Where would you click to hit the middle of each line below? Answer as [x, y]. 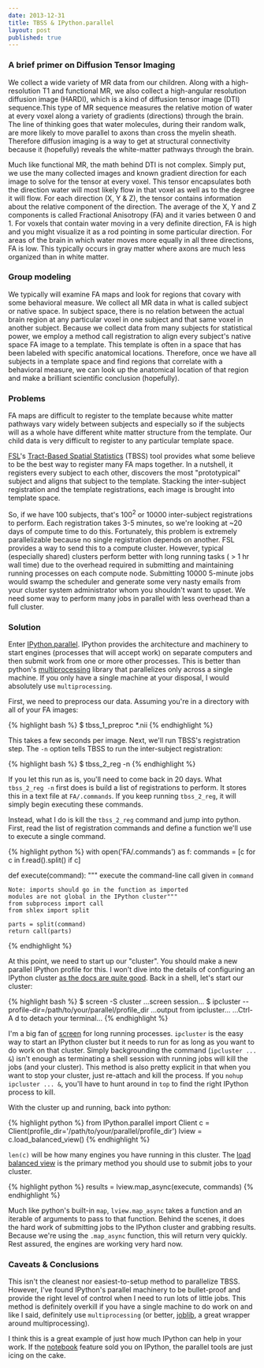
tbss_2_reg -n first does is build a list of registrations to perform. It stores [127, 788]
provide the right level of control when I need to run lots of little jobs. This [127, 1299]
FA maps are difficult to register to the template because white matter [121, 416]
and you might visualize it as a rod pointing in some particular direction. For [130, 231]
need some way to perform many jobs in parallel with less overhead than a [129, 598]
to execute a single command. [57, 837]
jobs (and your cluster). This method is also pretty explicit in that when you [129, 1067]
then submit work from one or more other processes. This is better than [125, 661]
